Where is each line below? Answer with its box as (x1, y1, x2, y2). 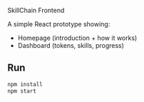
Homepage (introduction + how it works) (17, 34, 138, 42)
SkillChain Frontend (7, 6, 65, 14)
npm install (7, 81, 43, 88)
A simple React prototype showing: (7, 20, 110, 28)
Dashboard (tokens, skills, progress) (17, 41, 125, 49)
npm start (7, 87, 37, 95)
